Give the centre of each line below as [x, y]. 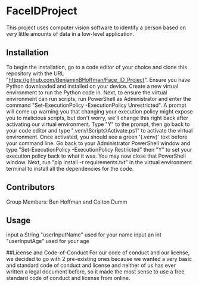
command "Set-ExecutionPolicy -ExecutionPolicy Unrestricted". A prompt [96, 105]
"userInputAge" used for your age [48, 241]
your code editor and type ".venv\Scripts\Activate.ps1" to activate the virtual [99, 130]
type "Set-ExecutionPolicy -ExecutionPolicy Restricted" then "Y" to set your [99, 149]
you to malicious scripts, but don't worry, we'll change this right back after [97, 118]
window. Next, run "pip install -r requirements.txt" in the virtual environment [99, 162]
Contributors [31, 187]
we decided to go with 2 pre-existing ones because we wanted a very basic [99, 259]
